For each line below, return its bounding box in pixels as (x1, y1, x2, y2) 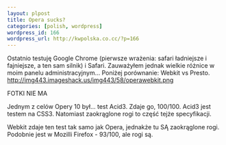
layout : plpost (7, 10, 51, 17)
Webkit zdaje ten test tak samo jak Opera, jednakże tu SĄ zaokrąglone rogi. (7, 123, 220, 131)
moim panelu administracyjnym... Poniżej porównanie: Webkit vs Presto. (7, 69, 210, 77)
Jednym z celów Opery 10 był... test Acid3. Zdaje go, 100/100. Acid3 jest (7, 103, 211, 111)
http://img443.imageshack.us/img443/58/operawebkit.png (7, 76, 174, 84)
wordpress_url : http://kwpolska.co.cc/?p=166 (7, 36, 139, 42)
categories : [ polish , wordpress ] (7, 23, 103, 29)
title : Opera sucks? (7, 16, 66, 23)
